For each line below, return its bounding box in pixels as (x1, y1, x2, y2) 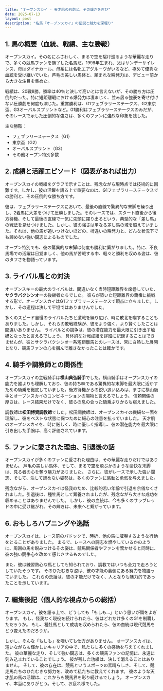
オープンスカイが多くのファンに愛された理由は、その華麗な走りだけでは (5, 457, 150, 463)
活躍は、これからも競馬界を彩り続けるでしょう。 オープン (26, 674, 142, 680)
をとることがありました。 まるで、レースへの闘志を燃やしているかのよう (5, 539, 151, 545)
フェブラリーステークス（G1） (12, 133, 72, 139)
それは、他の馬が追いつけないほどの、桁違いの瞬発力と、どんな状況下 (13, 228, 154, 234)
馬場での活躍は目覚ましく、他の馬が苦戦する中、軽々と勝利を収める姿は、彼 (5, 250, 159, 256)
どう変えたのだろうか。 (5, 627, 52, 633)
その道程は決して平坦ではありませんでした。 (18, 304, 107, 310)
